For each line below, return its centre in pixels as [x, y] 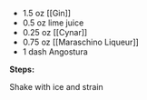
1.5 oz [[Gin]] [46, 13]
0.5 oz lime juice [53, 23]
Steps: [22, 69]
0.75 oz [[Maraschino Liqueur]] [80, 42]
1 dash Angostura [55, 52]
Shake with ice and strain [57, 87]
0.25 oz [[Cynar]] [55, 32]
